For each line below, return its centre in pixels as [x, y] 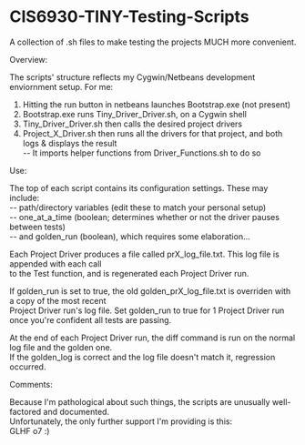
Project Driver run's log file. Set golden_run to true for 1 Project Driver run [147, 310]
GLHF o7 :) [30, 430]
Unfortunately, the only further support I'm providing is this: [121, 421]
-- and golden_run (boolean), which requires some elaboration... [130, 236]
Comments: [31, 384]
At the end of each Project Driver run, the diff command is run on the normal [152, 338]
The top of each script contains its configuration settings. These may [139, 187]
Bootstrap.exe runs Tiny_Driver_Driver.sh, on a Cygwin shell [135, 114]
